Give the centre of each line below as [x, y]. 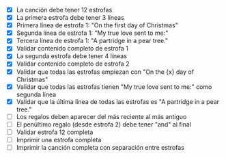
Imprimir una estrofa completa [59, 140]
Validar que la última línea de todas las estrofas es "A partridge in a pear [118, 101]
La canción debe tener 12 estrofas [64, 10]
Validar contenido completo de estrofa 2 [73, 64]
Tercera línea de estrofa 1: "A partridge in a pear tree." [92, 41]
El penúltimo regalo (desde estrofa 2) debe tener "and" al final [104, 124]
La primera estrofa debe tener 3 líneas [70, 18]
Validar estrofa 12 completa [55, 132]
